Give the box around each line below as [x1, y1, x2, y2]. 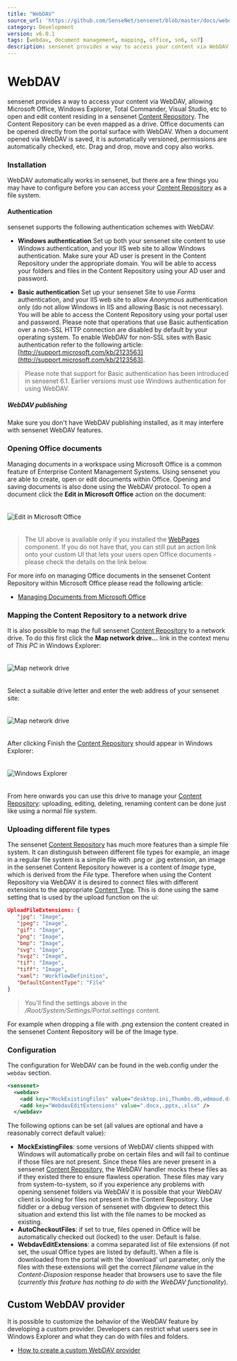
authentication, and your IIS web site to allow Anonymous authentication [17, 295, 228, 304]
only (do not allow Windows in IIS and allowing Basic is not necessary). [17, 303, 224, 311]
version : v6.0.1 [7, 30, 55, 38]
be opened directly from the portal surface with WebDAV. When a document [7, 127, 229, 135]
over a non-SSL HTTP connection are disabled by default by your [17, 326, 208, 334]
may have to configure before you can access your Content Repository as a [7, 183, 227, 192]
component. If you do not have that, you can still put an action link [24, 542, 217, 551]
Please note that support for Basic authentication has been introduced [24, 369, 229, 378]
